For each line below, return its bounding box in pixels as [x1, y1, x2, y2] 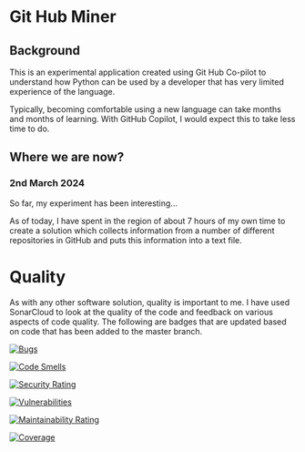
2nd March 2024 [9, 177, 85, 190]
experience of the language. [9, 87, 116, 97]
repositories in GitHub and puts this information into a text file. [9, 234, 243, 245]
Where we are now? [9, 149, 125, 165]
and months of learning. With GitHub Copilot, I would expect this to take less [9, 114, 296, 124]
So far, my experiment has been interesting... [9, 198, 178, 209]
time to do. [9, 123, 50, 134]
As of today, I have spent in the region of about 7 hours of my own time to [9, 215, 286, 226]
